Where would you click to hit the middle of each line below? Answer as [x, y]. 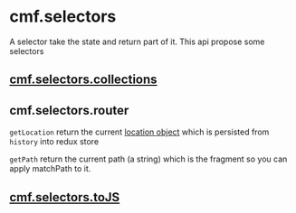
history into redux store [54, 142]
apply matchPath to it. [50, 169]
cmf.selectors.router [69, 110]
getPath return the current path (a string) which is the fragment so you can [148, 159]
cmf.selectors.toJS [65, 197]
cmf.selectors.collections [83, 80]
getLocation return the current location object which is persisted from [139, 132]
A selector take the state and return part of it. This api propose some [137, 42]
